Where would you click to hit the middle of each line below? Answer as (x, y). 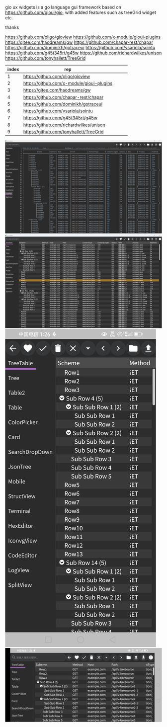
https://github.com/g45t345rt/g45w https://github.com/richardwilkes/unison (83, 53)
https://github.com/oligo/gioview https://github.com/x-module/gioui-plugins (83, 37)
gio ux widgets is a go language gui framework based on (63, 7)
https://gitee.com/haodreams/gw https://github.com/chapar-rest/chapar (79, 42)
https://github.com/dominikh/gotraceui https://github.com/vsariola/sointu (80, 47)
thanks (12, 27)
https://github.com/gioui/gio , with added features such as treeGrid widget (81, 12)
